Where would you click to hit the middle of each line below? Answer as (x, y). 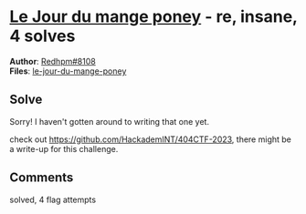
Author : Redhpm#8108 (53, 61)
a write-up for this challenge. (64, 148)
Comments (42, 178)
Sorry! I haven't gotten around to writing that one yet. (110, 121)
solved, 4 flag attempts (53, 199)
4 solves (42, 36)
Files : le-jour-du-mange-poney (68, 71)
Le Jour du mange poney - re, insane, (153, 17)
